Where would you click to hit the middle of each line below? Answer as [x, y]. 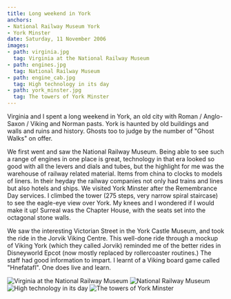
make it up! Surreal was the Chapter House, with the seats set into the [106, 210]
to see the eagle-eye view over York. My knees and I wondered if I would [111, 203]
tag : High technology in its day [61, 84]
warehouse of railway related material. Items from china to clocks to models [115, 174]
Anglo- [213, 116]
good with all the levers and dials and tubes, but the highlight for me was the [115, 166]
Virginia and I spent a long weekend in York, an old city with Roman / [104, 116]
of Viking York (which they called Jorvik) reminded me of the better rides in [114, 246]
